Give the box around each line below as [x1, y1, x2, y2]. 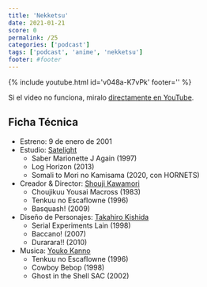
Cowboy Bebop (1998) [31, 262, 105, 272]
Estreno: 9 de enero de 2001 [19, 136, 112, 146]
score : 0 [8, 26, 37, 34]
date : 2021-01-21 [8, 19, 66, 27]
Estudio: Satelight [19, 145, 77, 154]
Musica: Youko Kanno [19, 246, 91, 255]
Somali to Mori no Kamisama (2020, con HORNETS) [31, 170, 200, 179]
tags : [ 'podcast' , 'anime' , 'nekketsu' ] [8, 48, 144, 56]
